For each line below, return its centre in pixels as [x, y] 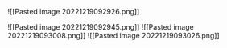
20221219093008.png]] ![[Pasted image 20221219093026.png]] [114, 36]
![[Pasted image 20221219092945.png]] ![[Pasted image [101, 27]
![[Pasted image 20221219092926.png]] [74, 12]
